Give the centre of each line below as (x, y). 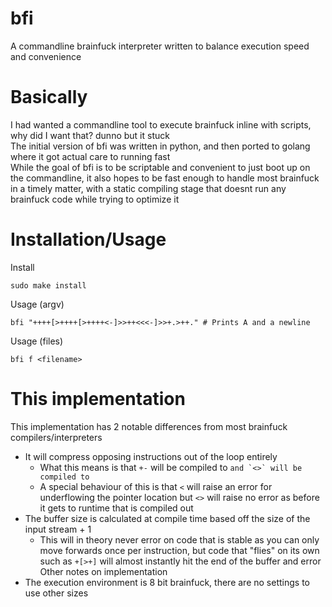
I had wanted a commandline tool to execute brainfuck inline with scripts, (161, 124)
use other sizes (56, 593)
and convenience (46, 56)
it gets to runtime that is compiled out (116, 508)
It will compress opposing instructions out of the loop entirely (151, 456)
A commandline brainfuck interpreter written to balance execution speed (160, 46)
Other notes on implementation (103, 571)
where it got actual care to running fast (90, 156)
